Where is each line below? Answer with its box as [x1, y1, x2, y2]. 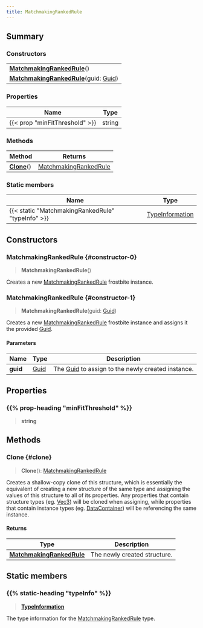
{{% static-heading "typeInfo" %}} [6, 589, 112, 598]
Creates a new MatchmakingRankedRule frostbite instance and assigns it [6, 319, 188, 326]
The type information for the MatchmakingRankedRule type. [6, 615, 155, 622]
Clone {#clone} [6, 453, 53, 461]
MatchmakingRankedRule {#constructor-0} [6, 253, 137, 261]
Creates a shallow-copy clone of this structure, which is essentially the [6, 478, 182, 486]
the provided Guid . [6, 326, 53, 333]
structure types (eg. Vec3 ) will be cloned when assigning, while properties [6, 498, 192, 505]
